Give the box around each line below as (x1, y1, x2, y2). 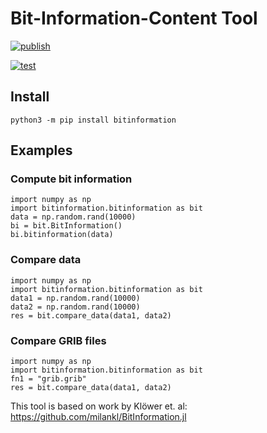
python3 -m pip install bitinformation (10, 115, 177, 125)
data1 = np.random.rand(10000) (10, 293, 141, 303)
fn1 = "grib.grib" (10, 374, 87, 384)
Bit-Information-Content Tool (10, 7, 258, 30)
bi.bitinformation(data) (10, 230, 114, 240)
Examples (10, 142, 73, 159)
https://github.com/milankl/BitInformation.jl (10, 411, 187, 423)
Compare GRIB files (10, 333, 107, 347)
